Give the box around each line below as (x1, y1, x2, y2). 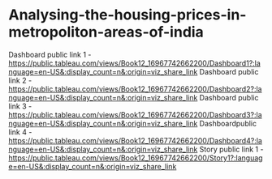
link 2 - (8, 75, 32, 85)
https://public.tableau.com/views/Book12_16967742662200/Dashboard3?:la (8, 109, 262, 119)
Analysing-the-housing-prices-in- (8, 6, 247, 24)
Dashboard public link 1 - (8, 49, 92, 59)
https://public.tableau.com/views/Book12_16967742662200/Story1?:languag (8, 152, 263, 163)
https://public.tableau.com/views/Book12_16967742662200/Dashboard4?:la (8, 135, 262, 145)
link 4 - (8, 127, 32, 137)
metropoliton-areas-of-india (8, 23, 205, 41)
